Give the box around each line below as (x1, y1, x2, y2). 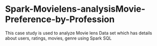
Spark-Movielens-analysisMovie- (5, 3, 146, 15)
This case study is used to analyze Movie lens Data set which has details (5, 30, 152, 36)
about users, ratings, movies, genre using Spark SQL (5, 35, 112, 41)
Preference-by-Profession (5, 14, 115, 25)
